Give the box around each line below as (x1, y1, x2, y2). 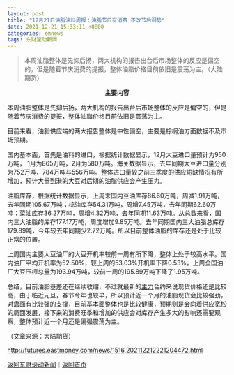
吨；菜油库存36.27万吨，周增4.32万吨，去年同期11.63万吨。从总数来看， (7, 209, 216, 217)
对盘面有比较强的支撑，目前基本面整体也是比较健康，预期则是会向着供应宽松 (7, 300, 227, 308)
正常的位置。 (7, 235, 44, 244)
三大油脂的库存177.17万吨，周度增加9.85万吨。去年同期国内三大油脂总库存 (13, 218, 225, 226)
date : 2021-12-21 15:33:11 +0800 (7, 23, 104, 30)
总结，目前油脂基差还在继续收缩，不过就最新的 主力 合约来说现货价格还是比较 (7, 282, 227, 291)
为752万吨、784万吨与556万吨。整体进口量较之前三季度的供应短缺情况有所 (7, 168, 224, 177)
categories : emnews (7, 29, 64, 37)
